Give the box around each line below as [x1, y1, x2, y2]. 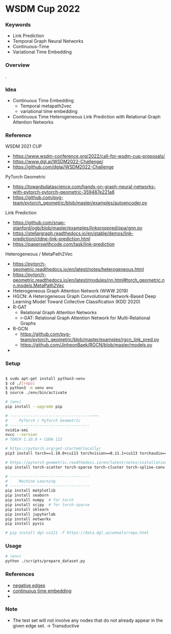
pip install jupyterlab [5, 511, 56, 517]
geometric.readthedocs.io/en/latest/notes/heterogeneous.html [12, 266, 144, 273]
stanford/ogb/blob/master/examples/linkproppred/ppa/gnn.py [12, 225, 142, 231]
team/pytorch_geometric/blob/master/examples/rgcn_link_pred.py [20, 337, 159, 343]
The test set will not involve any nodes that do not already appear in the [12, 617, 163, 623]
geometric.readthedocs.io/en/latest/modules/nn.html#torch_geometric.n [12, 277, 165, 283]
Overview [5, 62, 30, 69]
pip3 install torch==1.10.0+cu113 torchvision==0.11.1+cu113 [5, 451, 138, 456]
